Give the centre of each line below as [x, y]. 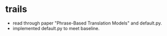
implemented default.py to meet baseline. [56, 28]
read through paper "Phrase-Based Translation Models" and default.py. [87, 23]
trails [16, 9]
